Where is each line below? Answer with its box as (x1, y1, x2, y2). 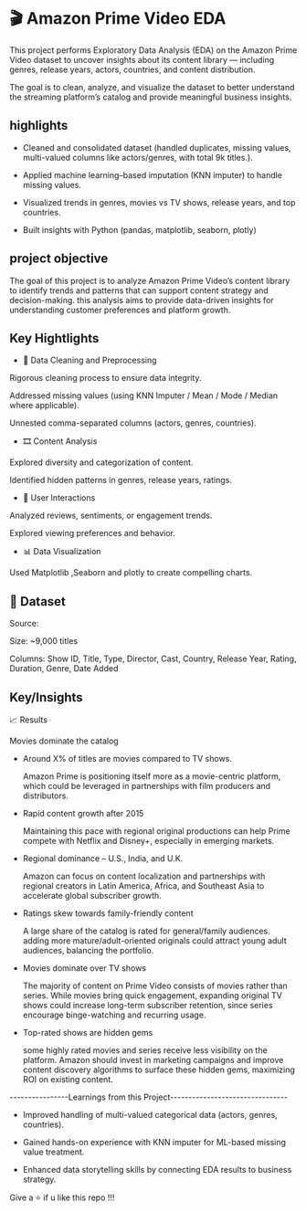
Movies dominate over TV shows (22, 963, 146, 974)
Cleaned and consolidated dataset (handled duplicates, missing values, (22, 142, 291, 153)
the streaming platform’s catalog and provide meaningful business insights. (9, 91, 292, 102)
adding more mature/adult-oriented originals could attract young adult (22, 935, 288, 946)
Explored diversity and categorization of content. (9, 457, 194, 468)
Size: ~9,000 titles (9, 636, 79, 647)
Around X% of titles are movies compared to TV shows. (22, 754, 233, 764)
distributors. (22, 790, 69, 801)
